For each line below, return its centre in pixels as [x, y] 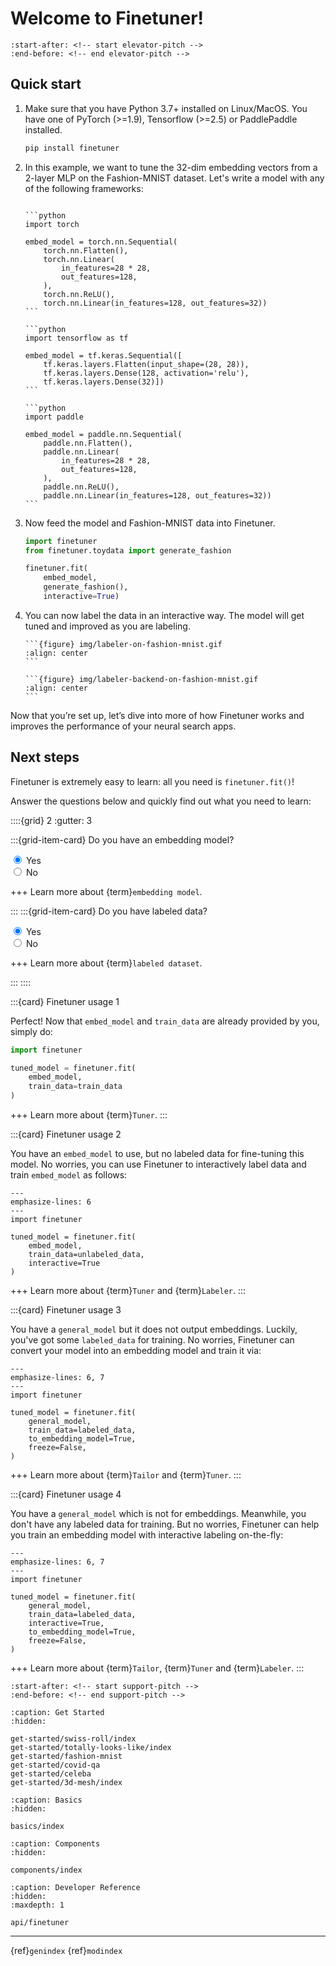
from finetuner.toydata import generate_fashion [128, 550]
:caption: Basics [46, 1800]
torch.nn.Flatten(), [86, 250]
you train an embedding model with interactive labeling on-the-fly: [147, 1535]
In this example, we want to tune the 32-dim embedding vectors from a [171, 167]
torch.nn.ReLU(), [79, 294]
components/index [46, 1870]
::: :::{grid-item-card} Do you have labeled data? [109, 911]
